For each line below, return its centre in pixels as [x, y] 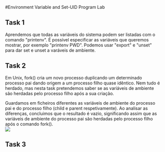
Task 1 [15, 22]
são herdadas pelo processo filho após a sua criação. [60, 93]
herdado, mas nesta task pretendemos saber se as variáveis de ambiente [80, 88]
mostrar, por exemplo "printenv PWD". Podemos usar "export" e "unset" [79, 45]
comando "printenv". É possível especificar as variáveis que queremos [77, 39]
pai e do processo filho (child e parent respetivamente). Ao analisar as [77, 108]
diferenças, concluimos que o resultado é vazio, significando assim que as [81, 114]
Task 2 [16, 66]
